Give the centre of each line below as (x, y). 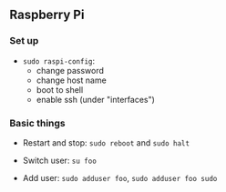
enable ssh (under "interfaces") (95, 99)
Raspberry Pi (47, 15)
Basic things (37, 123)
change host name (71, 80)
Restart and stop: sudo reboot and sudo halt (106, 142)
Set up (24, 41)
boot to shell (60, 89)
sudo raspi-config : (59, 61)
